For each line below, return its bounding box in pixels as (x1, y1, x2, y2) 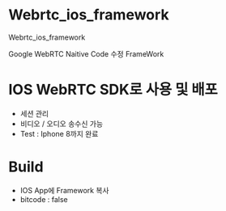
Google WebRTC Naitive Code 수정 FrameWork (8, 49, 164, 58)
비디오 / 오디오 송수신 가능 (19, 119, 104, 129)
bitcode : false (19, 194, 69, 204)
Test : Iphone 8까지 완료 (19, 129, 99, 138)
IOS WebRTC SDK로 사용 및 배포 (8, 81, 219, 99)
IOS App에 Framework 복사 (19, 185, 109, 195)
